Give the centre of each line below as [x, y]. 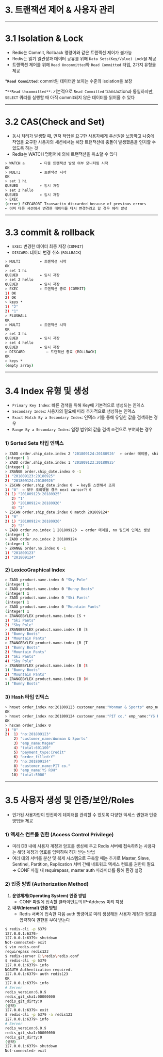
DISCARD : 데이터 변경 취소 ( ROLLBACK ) [47, 252]
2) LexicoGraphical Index [35, 569]
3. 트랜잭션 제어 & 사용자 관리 [60, 10]
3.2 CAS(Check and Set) [55, 122]
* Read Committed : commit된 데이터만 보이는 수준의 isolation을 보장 [69, 81]
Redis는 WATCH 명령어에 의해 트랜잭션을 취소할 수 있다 [65, 154]
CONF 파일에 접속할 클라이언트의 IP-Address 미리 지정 [71, 902]
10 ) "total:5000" [29, 775]
